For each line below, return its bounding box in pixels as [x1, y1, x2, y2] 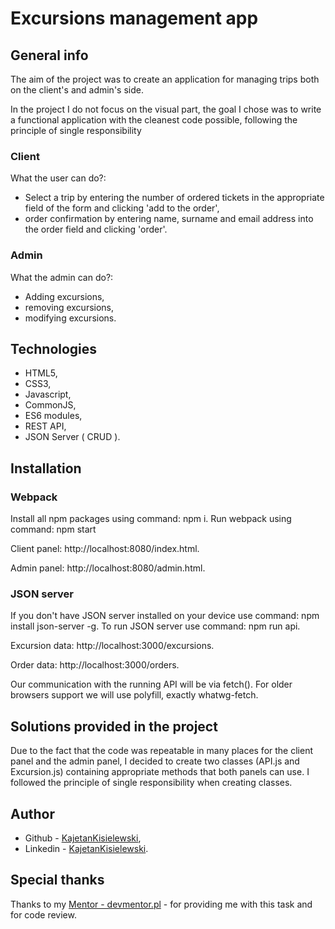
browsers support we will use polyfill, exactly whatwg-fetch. [10, 689, 259, 701]
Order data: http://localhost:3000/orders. [10, 659, 180, 671]
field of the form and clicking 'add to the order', [24, 202, 220, 214]
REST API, [24, 420, 67, 432]
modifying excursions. [24, 312, 117, 324]
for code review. [10, 908, 77, 921]
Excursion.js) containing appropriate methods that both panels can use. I [10, 766, 310, 778]
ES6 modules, [24, 410, 83, 422]
